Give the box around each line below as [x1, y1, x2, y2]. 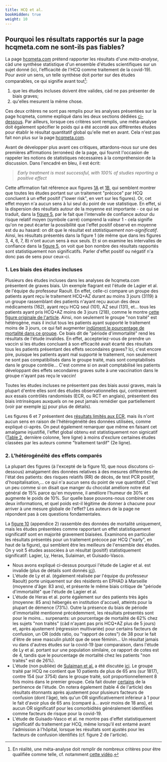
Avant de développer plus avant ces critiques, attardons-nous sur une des [5, 144, 157, 150]
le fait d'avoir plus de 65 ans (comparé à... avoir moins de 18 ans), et [12, 700, 153, 706]
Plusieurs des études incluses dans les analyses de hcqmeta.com [5, 277, 140, 283]
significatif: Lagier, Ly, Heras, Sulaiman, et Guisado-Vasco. [5, 553, 125, 559]
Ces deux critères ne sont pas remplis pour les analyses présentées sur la [5, 108, 157, 114]
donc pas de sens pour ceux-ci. [5, 253, 71, 259]
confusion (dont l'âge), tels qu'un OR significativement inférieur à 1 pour [12, 695, 160, 701]
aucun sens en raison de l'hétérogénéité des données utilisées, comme [5, 418, 151, 424]
